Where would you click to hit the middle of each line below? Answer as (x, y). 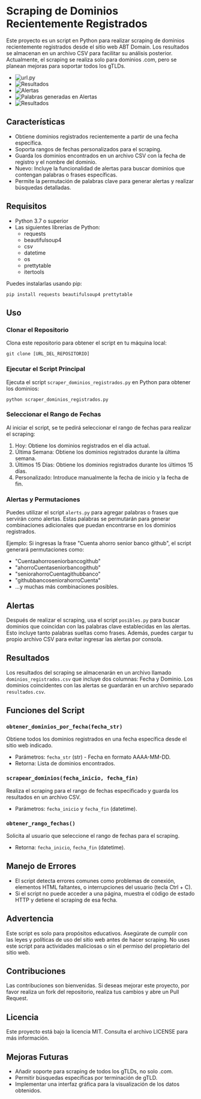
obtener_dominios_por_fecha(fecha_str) (64, 727)
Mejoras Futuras (37, 1057)
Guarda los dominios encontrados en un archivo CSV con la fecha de (100, 155)
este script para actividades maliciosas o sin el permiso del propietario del (98, 946)
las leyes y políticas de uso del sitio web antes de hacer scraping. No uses (98, 939)
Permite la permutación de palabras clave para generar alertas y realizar (104, 181)
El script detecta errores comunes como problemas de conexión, (95, 881)
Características (36, 122)
